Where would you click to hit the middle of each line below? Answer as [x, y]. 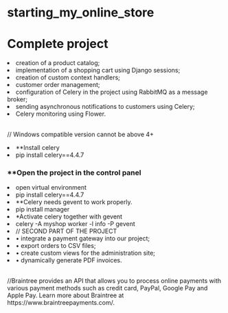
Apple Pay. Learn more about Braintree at [66, 295]
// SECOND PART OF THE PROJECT [67, 231]
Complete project [58, 44]
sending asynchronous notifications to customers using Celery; [105, 107]
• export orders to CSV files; [56, 246]
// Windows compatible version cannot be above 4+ [81, 134]
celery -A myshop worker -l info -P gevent [76, 224]
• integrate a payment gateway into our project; [83, 238]
